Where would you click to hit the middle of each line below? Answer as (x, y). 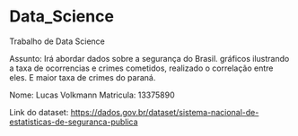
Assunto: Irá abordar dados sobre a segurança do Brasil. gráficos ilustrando (149, 58)
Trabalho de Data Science (57, 41)
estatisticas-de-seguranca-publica (74, 122)
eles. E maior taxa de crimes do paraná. (83, 77)
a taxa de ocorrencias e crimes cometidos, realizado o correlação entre (141, 68)
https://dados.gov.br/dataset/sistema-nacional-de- (165, 112)
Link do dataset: (39, 112)
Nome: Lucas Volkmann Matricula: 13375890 (92, 95)
